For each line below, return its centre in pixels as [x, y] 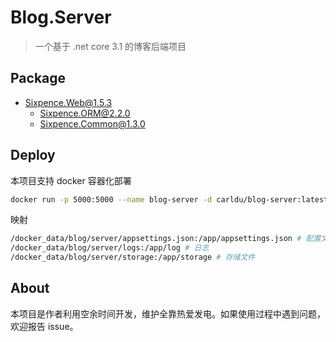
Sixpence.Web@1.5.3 [68, 102]
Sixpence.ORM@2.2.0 [85, 113]
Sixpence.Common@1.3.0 [92, 123]
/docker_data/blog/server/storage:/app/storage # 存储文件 [133, 257]
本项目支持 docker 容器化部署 [71, 180]
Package [38, 78]
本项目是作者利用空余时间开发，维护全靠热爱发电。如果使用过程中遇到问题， [168, 313]
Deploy [33, 155]
